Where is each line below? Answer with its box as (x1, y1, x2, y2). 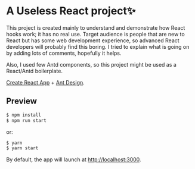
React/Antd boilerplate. (6, 67, 63, 74)
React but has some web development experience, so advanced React (6, 37, 180, 44)
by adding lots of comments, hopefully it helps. (6, 49, 122, 57)
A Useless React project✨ (6, 4, 136, 18)
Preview (6, 96, 38, 107)
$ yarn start (6, 145, 39, 151)
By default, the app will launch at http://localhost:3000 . (6, 156, 141, 163)
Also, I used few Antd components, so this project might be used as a (6, 61, 177, 68)
